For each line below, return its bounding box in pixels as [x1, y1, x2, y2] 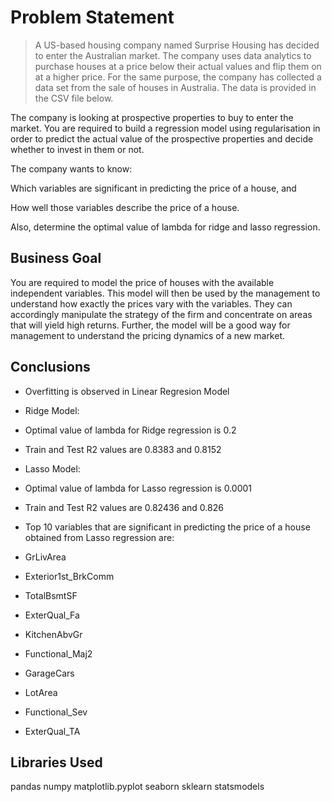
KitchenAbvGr [24, 628, 83, 640]
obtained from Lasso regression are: [24, 531, 175, 543]
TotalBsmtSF [24, 589, 78, 601]
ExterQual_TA [24, 725, 81, 737]
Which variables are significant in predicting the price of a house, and [10, 182, 297, 194]
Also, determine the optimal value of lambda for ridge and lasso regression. [10, 221, 321, 233]
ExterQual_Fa [24, 609, 80, 621]
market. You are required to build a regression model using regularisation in [10, 122, 321, 134]
